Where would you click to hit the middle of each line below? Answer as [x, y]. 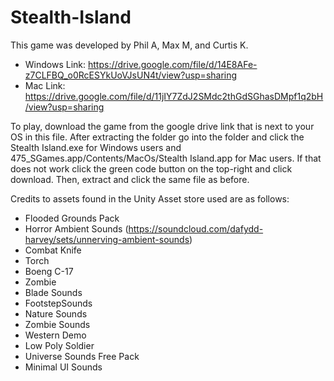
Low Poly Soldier [59, 345]
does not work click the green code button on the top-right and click [151, 168]
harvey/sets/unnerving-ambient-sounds [107, 239]
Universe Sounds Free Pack [82, 356]
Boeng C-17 [49, 271]
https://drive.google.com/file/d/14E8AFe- [172, 64]
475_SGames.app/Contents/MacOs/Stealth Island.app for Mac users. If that [166, 158]
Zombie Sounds [57, 324]
